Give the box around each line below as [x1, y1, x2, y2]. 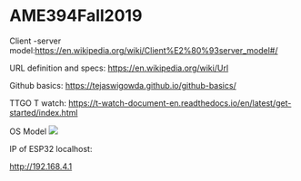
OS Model [9, 126, 47, 137]
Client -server [9, 35, 62, 46]
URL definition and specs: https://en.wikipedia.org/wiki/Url [9, 62, 229, 73]
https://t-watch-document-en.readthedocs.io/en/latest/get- [67, 97, 292, 109]
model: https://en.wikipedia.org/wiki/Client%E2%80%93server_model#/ [9, 44, 279, 55]
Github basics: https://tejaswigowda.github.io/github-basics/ [9, 80, 236, 90]
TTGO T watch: [9, 97, 66, 109]
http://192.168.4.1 [9, 160, 73, 172]
